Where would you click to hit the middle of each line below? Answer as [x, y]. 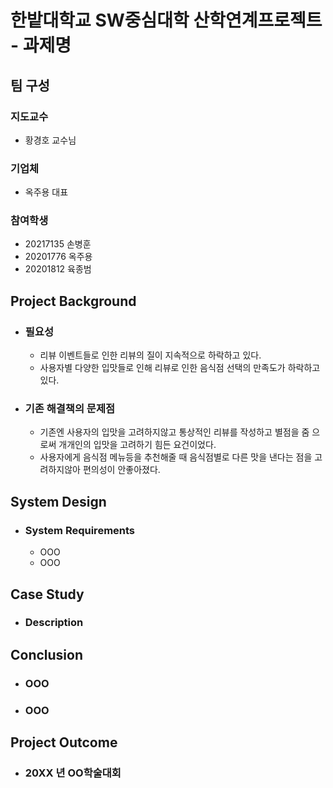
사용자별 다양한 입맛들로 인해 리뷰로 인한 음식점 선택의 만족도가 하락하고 [180, 368]
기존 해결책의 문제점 [70, 409]
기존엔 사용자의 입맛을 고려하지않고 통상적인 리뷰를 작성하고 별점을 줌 [174, 432]
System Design [58, 501]
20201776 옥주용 [58, 257]
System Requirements [80, 530]
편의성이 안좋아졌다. [121, 470]
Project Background [73, 301]
